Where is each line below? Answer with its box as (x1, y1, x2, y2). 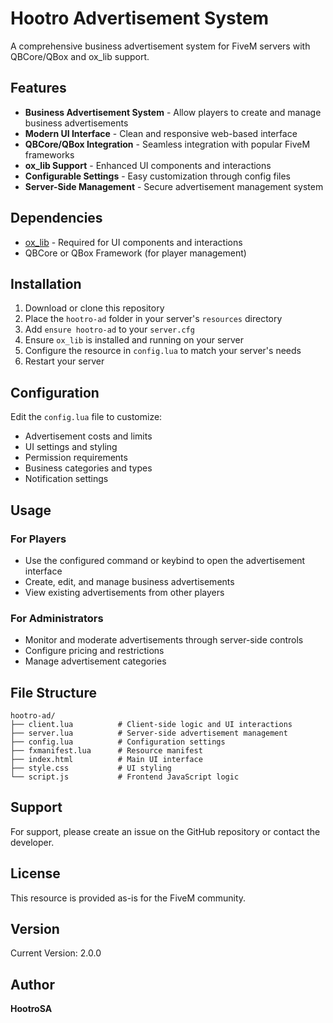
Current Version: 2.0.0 (10, 947, 102, 959)
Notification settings (24, 473, 109, 485)
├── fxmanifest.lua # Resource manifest (10, 745, 203, 756)
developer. (10, 836, 55, 848)
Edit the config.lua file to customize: (10, 411, 163, 423)
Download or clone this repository (24, 302, 165, 314)
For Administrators (10, 611, 104, 625)
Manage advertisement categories (24, 655, 167, 667)
